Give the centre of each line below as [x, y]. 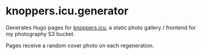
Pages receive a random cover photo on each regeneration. [80, 45]
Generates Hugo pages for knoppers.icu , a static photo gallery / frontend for [101, 27]
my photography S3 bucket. [40, 33]
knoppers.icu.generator [67, 11]
